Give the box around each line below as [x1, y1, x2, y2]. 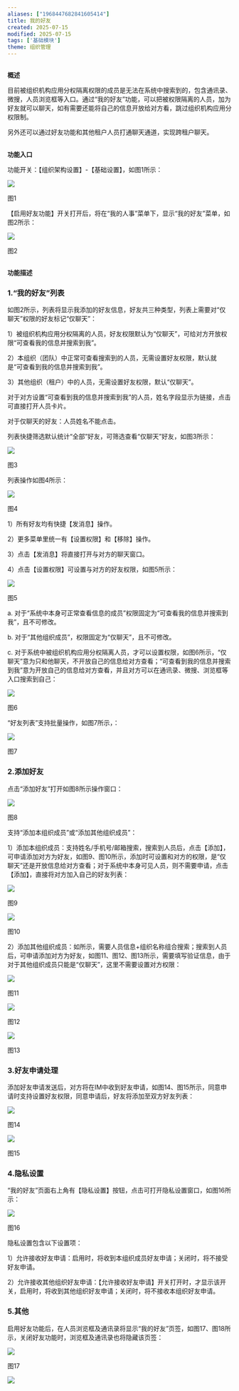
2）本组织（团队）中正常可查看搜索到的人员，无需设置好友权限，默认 [7, 354, 211, 363]
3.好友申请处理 [7, 1065, 58, 1075]
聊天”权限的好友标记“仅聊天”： [7, 315, 97, 323]
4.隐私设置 [7, 1168, 44, 1178]
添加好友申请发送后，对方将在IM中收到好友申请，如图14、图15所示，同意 [7, 1083, 221, 1092]
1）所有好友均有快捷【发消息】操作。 [7, 520, 116, 528]
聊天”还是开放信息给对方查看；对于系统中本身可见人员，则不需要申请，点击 [7, 861, 229, 869]
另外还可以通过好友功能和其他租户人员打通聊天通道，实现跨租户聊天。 [7, 128, 213, 136]
